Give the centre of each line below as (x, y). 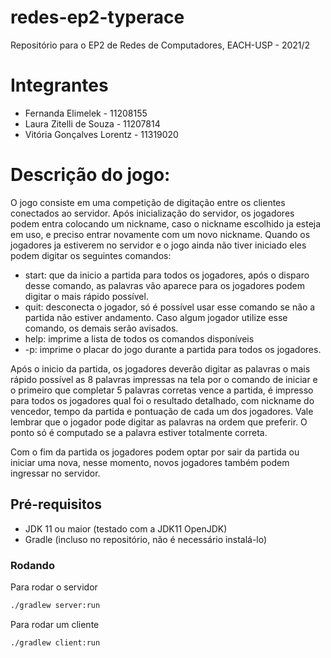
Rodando (32, 565)
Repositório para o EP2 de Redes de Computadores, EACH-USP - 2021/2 (160, 45)
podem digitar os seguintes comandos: (91, 255)
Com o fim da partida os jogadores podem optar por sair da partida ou (155, 452)
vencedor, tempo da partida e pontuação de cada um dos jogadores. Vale (162, 411)
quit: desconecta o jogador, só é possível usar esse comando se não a (170, 307)
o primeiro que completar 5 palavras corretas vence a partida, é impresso (162, 390)
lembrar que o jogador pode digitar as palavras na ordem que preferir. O (159, 422)
